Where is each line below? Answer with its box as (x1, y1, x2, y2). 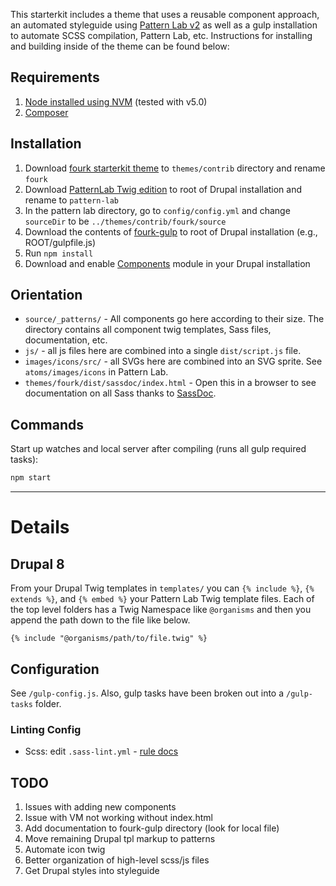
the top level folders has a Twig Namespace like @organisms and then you (10, 604, 312, 616)
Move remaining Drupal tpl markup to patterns (24, 833, 216, 845)
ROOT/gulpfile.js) (24, 236, 97, 248)
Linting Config (10, 722, 82, 736)
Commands (10, 416, 85, 433)
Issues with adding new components (24, 801, 177, 813)
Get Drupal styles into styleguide (24, 865, 160, 877)
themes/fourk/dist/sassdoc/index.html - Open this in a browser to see (24, 377, 317, 389)
